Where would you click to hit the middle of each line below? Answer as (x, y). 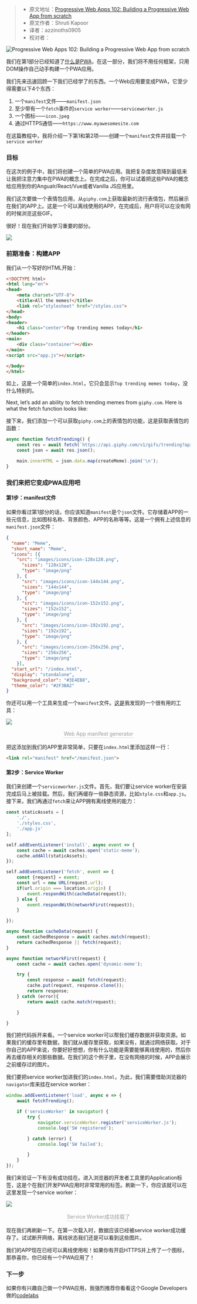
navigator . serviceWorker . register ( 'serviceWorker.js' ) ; (107, 1122)
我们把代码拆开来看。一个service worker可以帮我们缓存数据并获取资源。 (94, 1035)
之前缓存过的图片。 (29, 1065)
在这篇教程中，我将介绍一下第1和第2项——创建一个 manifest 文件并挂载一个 (96, 136)
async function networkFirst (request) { (56, 959)
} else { (27, 899)
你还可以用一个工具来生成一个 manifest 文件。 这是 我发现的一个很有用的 (91, 703)
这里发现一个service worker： (42, 1192)
